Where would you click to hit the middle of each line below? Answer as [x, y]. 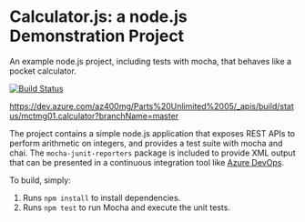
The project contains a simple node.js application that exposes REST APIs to [152, 133]
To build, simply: [40, 180]
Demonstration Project [97, 36]
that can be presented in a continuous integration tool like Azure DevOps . [147, 162]
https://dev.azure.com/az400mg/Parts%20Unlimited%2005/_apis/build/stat [152, 106]
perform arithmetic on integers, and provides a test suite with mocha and [146, 143]
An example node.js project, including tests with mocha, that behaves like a [151, 61]
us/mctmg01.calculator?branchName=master [94, 116]
